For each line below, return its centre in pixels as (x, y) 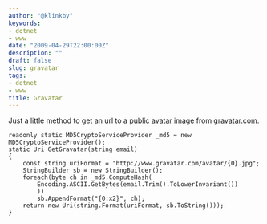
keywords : (25, 23)
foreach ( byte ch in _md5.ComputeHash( (87, 177)
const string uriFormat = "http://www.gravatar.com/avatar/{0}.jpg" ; (142, 164)
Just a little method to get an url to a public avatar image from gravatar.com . (134, 120)
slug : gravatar (34, 68)
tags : (17, 75)
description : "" (35, 53)
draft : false (30, 61)
